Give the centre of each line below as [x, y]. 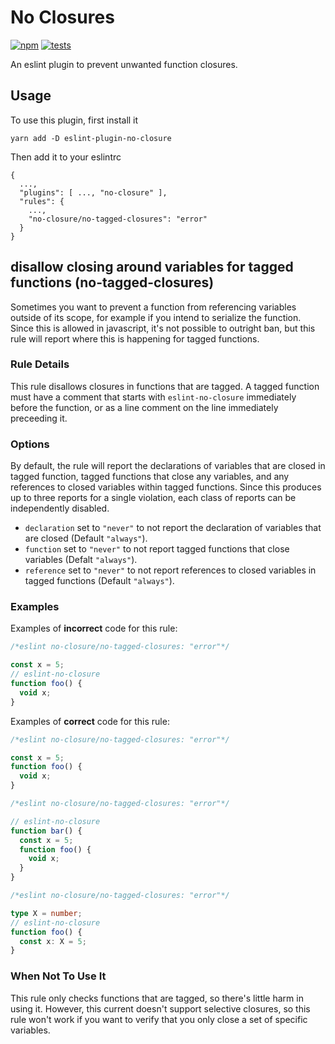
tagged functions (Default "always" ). [99, 581]
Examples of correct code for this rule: [90, 721]
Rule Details [40, 364]
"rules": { [42, 201]
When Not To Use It [58, 976]
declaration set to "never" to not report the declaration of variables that [173, 528]
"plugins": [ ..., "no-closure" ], [93, 192]
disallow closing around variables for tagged [152, 267]
